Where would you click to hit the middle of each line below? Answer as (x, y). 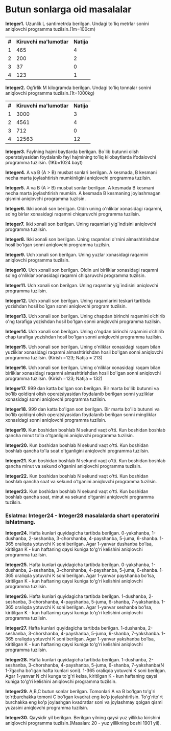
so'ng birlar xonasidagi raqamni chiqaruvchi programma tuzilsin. (73, 214)
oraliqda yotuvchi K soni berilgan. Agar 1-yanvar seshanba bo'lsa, (83, 607)
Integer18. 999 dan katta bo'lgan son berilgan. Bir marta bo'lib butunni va (82, 409)
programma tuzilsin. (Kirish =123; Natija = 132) (54, 378)
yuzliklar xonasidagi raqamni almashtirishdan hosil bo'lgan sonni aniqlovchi (84, 352)
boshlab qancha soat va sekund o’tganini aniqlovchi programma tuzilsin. (81, 481)
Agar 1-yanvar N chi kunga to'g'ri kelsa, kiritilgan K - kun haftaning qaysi (81, 676)
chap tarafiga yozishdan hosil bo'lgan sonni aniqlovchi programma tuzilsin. (84, 337)
